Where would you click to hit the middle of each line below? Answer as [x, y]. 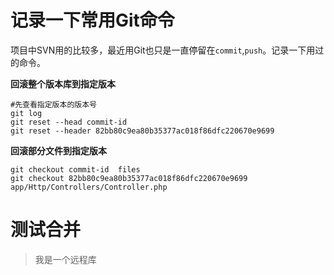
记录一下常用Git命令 [92, 20]
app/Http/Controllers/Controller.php [89, 187]
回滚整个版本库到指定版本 [63, 83]
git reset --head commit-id [69, 122]
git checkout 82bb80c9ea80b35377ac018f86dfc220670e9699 [129, 178]
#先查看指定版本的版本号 [53, 104]
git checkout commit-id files [75, 169]
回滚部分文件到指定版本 [58, 150]
